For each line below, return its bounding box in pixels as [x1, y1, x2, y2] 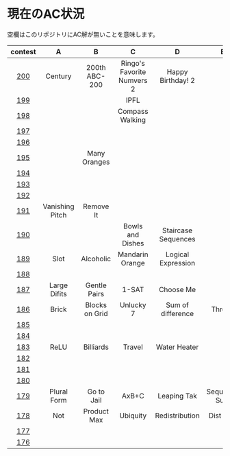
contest [10, 47, 36, 56]
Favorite [119, 67, 146, 76]
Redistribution [155, 411, 200, 420]
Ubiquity [119, 411, 147, 420]
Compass [117, 106, 149, 116]
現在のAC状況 [7, 6, 85, 22]
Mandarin [117, 250, 149, 259]
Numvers [118, 75, 148, 85]
